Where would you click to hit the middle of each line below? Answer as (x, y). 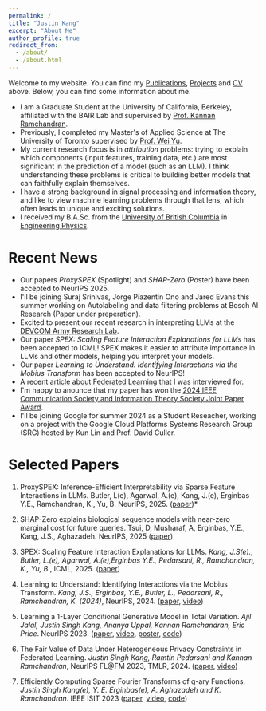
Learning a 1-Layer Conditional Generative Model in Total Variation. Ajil (135, 616)
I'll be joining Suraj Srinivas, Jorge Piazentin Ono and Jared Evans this (135, 297)
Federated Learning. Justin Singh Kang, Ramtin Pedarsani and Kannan (136, 657)
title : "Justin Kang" (44, 23)
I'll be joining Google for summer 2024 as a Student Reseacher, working (138, 415)
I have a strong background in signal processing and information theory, (138, 192)
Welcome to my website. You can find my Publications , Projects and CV (125, 83)
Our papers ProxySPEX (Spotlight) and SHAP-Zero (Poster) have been (135, 279)
